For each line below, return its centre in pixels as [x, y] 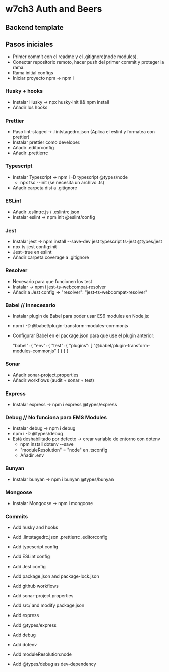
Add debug [24, 635]
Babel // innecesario [31, 305]
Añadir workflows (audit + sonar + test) [53, 380]
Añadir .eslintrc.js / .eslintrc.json [46, 212]
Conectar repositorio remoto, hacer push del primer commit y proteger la [88, 62]
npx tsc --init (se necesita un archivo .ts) [62, 183]
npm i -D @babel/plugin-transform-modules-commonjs [70, 326]
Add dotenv [25, 645]
